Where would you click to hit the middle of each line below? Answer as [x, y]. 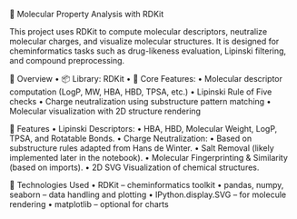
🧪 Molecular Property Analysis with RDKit [87, 14]
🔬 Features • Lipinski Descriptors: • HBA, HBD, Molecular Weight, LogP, [144, 129]
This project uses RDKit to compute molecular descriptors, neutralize [139, 31]
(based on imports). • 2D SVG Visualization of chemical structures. [134, 167]
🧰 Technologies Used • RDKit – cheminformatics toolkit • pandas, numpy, [147, 185]
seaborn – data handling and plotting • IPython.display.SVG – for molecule [148, 194]
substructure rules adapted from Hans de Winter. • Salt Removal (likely [142, 148]
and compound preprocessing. [67, 60]
